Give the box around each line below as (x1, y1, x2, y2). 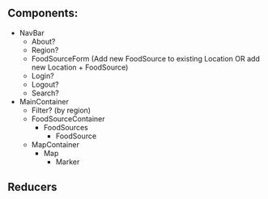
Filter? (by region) (31, 105, 91, 115)
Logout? (31, 79, 59, 89)
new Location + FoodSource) (31, 62, 129, 72)
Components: (7, 6, 79, 20)
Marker (55, 157, 80, 167)
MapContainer (31, 139, 80, 149)
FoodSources (43, 122, 88, 132)
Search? (31, 88, 60, 98)
